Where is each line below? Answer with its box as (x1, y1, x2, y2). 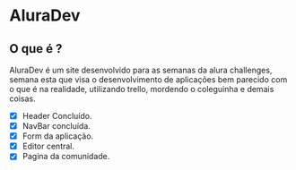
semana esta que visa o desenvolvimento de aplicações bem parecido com (9, 74, 288, 85)
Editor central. (22, 140, 74, 152)
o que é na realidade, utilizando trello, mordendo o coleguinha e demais (9, 84, 274, 94)
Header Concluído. (22, 111, 92, 121)
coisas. (9, 93, 36, 104)
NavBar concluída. (22, 121, 91, 132)
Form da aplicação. (22, 131, 94, 141)
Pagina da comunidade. (22, 151, 110, 162)
